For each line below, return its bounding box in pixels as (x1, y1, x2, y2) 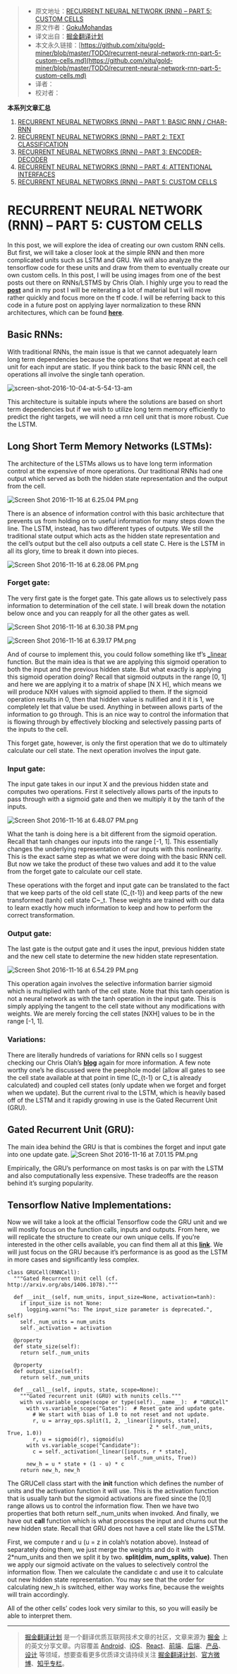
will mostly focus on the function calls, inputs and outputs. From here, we (7, 1225, 220, 1234)
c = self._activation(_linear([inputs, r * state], (32, 1448, 188, 1456)
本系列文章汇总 (7, 104, 51, 112)
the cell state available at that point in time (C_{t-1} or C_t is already (7, 1073, 202, 1081)
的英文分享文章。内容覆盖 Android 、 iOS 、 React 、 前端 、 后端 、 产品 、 (24, 1642, 225, 1650)
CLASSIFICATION (17, 141, 68, 148)
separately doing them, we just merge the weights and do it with (7, 1545, 194, 1554)
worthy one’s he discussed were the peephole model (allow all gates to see (7, 1066, 226, 1074)
